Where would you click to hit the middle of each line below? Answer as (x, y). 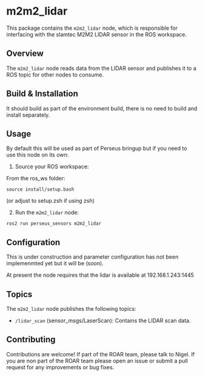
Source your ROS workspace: (52, 167)
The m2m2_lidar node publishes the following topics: (71, 309)
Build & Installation (42, 94)
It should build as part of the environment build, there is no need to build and (102, 108)
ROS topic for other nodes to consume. (55, 75)
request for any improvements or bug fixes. (60, 367)
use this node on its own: (38, 155)
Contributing (31, 340)
